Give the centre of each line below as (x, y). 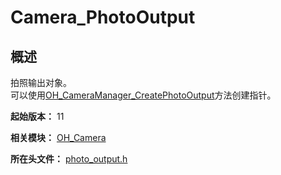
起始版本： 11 (37, 116)
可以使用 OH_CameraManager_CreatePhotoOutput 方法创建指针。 (143, 95)
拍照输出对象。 (41, 82)
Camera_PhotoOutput (103, 17)
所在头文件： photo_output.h (69, 159)
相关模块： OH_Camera (58, 137)
